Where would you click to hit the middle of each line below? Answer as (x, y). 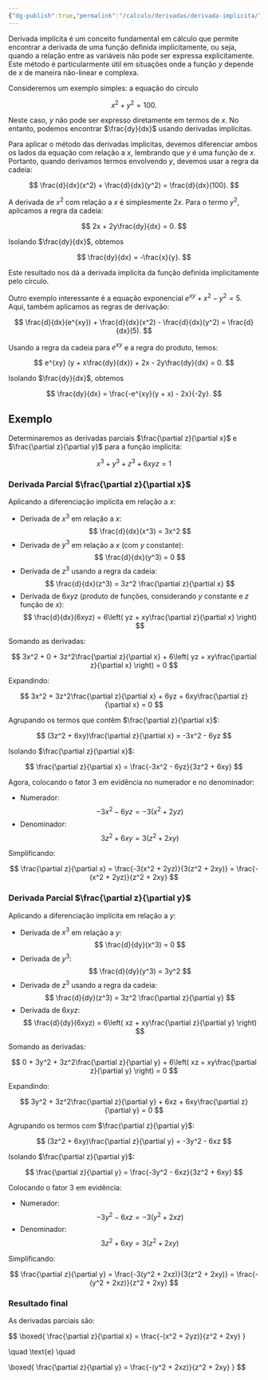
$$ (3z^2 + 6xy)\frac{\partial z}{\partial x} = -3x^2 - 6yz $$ (134, 735)
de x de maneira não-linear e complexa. (74, 72)
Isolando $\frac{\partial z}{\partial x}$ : (72, 751)
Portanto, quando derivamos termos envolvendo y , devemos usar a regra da (134, 162)
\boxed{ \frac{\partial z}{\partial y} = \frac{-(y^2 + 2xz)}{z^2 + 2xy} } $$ (127, 1367)
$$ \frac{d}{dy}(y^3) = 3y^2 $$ (140, 971)
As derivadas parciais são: (52, 1321)
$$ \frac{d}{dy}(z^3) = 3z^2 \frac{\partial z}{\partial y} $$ (140, 998)
